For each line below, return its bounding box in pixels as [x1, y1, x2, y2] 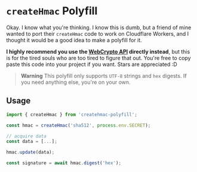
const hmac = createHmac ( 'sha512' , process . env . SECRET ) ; [6, 122, 151, 129]
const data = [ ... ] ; [6, 139, 58, 145]
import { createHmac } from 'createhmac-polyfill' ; [6, 111, 137, 117]
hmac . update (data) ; [6, 149, 55, 155]
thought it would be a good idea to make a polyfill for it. [6, 36, 142, 43]
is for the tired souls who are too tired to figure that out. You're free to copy [6, 54, 191, 61]
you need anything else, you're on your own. [20, 79, 131, 86]
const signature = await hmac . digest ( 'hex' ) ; [6, 160, 121, 166]
